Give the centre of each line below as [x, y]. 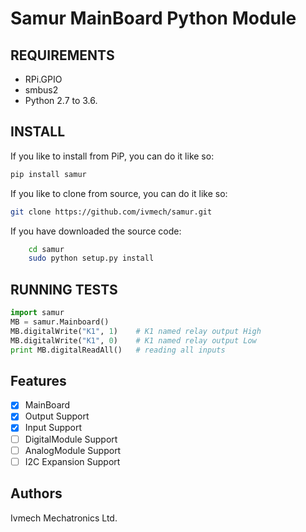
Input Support [53, 428]
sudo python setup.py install [91, 258]
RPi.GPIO [43, 79]
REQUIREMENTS [62, 55]
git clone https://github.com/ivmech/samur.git [111, 212]
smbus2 [41, 90]
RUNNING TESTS [64, 289]
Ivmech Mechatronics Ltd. [64, 518]
